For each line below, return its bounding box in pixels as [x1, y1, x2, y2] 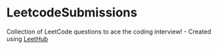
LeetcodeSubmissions [6, 5, 137, 21]
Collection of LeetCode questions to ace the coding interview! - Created [6, 27, 212, 36]
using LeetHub [6, 34, 48, 42]
